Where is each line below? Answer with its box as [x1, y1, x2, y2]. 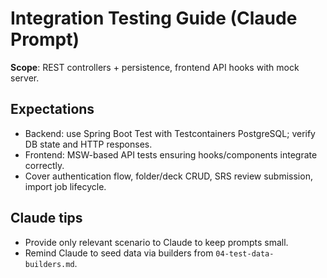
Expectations [10, 101, 95, 118]
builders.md [24, 259, 75, 269]
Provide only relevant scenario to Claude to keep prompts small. [24, 236, 289, 248]
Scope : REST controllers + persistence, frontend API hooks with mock [10, 61, 300, 73]
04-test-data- [215, 248, 275, 259]
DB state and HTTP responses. [24, 138, 153, 150]
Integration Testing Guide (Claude [10, 7, 298, 30]
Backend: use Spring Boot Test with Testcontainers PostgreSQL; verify [24, 127, 316, 139]
